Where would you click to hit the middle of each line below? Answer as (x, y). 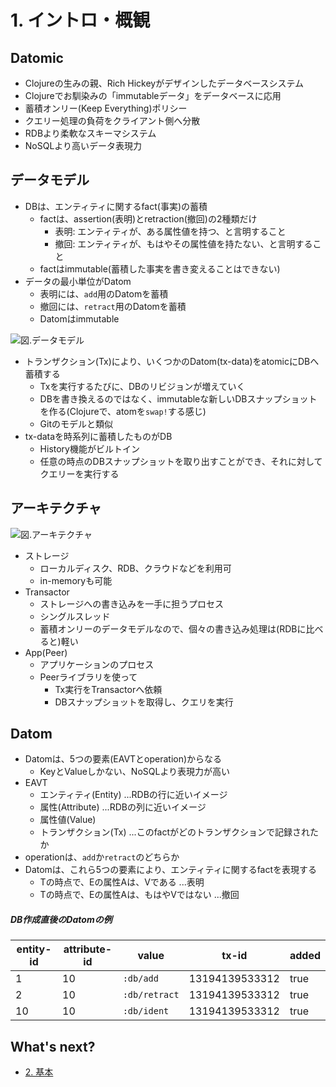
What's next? (53, 1046)
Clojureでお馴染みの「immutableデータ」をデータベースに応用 (153, 95)
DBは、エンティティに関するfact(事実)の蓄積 (116, 206)
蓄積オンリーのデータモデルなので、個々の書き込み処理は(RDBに (173, 628)
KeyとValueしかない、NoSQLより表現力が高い (135, 772)
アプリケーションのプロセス (97, 664)
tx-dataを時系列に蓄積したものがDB (98, 436)
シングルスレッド (75, 616)
